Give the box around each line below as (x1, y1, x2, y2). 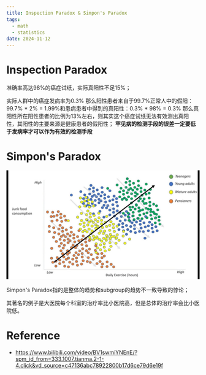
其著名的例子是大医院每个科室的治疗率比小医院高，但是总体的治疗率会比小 (6, 299, 194, 306)
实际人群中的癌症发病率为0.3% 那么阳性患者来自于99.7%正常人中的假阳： (6, 97, 193, 104)
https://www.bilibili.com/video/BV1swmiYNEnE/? (15, 349, 138, 356)
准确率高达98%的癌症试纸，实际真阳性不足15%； (6, 84, 131, 91)
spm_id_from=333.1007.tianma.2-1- (15, 355, 104, 363)
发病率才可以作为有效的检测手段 (11, 128, 93, 135)
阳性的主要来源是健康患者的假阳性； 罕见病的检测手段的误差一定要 (22, 120, 191, 128)
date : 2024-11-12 (6, 36, 51, 42)
